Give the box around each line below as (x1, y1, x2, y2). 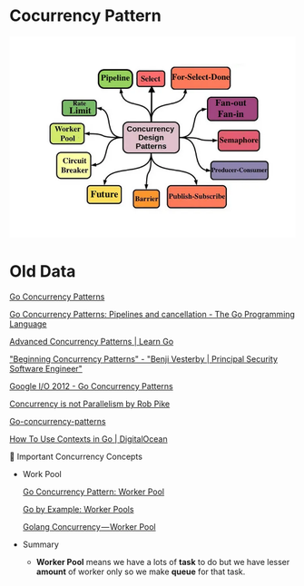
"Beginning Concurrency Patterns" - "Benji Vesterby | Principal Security (9, 354, 279, 365)
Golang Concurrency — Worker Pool (22, 522, 156, 532)
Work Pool (22, 469, 62, 480)
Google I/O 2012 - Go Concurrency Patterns (9, 381, 174, 392)
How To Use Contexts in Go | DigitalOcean (9, 434, 168, 444)
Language (9, 318, 47, 329)
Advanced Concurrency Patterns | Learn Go (9, 337, 174, 347)
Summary (22, 539, 59, 550)
